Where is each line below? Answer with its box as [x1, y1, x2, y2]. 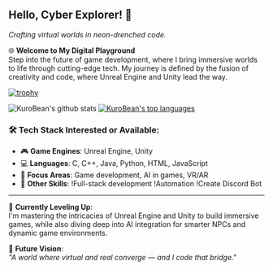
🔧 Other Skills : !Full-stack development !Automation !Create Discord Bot [19, 179, 262, 189]
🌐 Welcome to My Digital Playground [8, 46, 136, 55]
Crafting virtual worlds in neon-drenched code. [8, 29, 167, 39]
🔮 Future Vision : [8, 244, 63, 254]
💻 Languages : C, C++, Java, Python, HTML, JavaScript [19, 159, 209, 168]
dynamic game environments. [8, 229, 108, 238]
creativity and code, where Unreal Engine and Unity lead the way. [8, 72, 227, 81]
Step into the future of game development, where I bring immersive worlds [8, 54, 258, 64]
